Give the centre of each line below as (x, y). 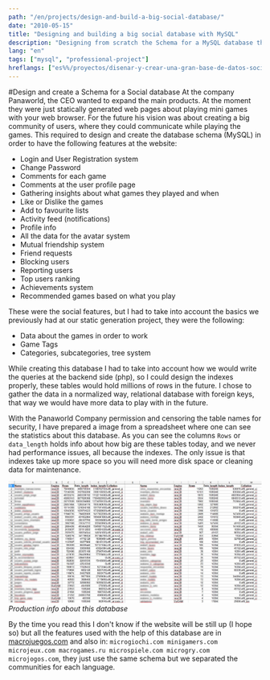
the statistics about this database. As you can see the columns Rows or (125, 435)
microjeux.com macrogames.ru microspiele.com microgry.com (109, 650)
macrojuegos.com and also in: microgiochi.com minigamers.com (113, 641)
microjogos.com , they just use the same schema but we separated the (123, 658)
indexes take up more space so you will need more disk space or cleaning (131, 461)
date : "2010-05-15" (41, 25)
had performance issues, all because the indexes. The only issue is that (127, 452)
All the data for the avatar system (75, 236)
